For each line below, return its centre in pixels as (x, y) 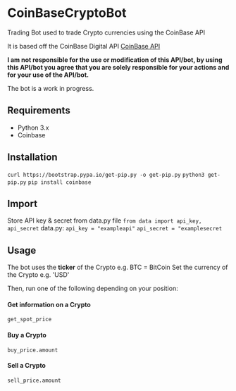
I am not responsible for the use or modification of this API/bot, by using (115, 60)
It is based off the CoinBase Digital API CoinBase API (84, 46)
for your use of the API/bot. (48, 75)
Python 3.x (33, 128)
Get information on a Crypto (49, 304)
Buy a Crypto (27, 335)
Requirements (39, 111)
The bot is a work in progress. (51, 88)
